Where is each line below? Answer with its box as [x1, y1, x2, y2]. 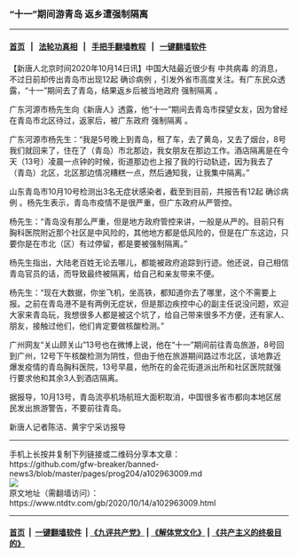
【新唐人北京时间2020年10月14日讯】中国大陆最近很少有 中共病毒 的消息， [9, 62, 282, 73]
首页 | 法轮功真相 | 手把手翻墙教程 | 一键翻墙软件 [9, 41, 207, 52]
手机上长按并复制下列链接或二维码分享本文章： [9, 449, 180, 459]
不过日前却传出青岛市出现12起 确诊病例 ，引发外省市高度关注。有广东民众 [9, 74, 278, 84]
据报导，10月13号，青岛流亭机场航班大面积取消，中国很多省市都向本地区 [9, 391, 274, 402]
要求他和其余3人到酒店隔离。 [16, 372, 123, 383]
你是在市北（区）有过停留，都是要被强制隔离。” [16, 238, 188, 249]
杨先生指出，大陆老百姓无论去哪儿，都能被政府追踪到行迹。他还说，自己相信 [9, 257, 289, 267]
